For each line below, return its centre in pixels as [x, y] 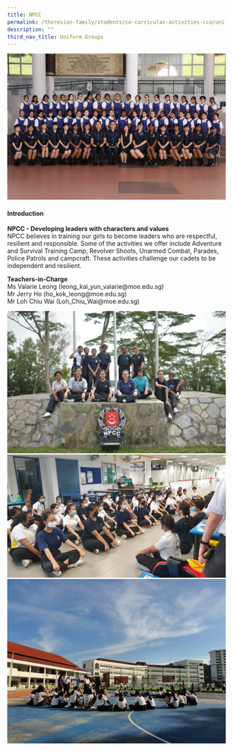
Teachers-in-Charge [37, 279]
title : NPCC [24, 15]
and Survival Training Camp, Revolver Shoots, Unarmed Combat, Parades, [113, 251]
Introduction [25, 213]
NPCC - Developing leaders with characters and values [88, 229]
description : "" [31, 29]
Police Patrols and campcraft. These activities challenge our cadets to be [112, 258]
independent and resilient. [44, 266]
